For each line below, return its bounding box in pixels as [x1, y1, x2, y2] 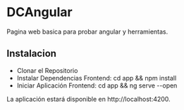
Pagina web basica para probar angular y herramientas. [6, 27, 168, 36]
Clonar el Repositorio [16, 66, 78, 74]
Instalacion [6, 48, 57, 60]
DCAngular [6, 4, 73, 20]
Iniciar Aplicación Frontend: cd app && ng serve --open [16, 81, 178, 90]
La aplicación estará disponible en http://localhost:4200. [6, 95, 171, 103]
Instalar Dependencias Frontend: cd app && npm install [16, 74, 177, 82]
